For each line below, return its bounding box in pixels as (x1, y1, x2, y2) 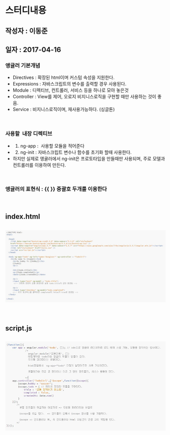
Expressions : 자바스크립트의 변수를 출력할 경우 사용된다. (12, 81, 127, 87)
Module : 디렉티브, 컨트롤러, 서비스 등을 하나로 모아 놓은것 (12, 87, 129, 93)
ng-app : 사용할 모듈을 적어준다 (20, 143, 85, 149)
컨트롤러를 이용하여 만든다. (12, 161, 66, 168)
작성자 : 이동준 (5, 26, 48, 35)
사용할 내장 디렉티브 (5, 130, 52, 138)
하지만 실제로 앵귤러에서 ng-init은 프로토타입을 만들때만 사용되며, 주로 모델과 (12, 155, 165, 161)
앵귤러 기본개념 (5, 62, 41, 69)
